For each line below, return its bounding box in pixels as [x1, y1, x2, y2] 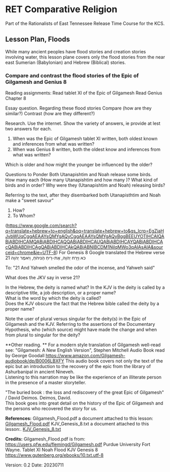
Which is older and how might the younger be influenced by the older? [5, 161, 153, 168]
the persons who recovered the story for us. [5, 406, 97, 412]
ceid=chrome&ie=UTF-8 [5, 250, 57, 256]
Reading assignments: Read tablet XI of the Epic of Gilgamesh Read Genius [5, 90, 162, 96]
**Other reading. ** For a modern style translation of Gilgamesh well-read [5, 342, 161, 348]
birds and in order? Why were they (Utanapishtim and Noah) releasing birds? [5, 182, 165, 188]
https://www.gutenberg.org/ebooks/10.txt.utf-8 [5, 452, 104, 458]
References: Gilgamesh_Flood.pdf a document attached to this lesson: [5, 415, 153, 422]
